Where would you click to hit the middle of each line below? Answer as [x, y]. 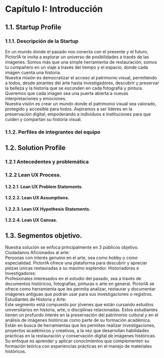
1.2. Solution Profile [35, 148]
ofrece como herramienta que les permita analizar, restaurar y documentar [80, 289]
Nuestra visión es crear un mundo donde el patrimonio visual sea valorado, [81, 103]
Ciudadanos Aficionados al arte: [37, 253]
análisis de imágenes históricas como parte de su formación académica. [78, 320]
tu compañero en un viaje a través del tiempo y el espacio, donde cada [77, 67]
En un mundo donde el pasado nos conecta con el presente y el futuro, [77, 51]
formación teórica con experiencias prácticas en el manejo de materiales [79, 346]
